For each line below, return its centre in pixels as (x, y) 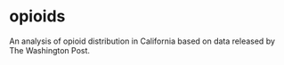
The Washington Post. (50, 50)
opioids (37, 16)
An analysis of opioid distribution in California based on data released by (142, 41)
